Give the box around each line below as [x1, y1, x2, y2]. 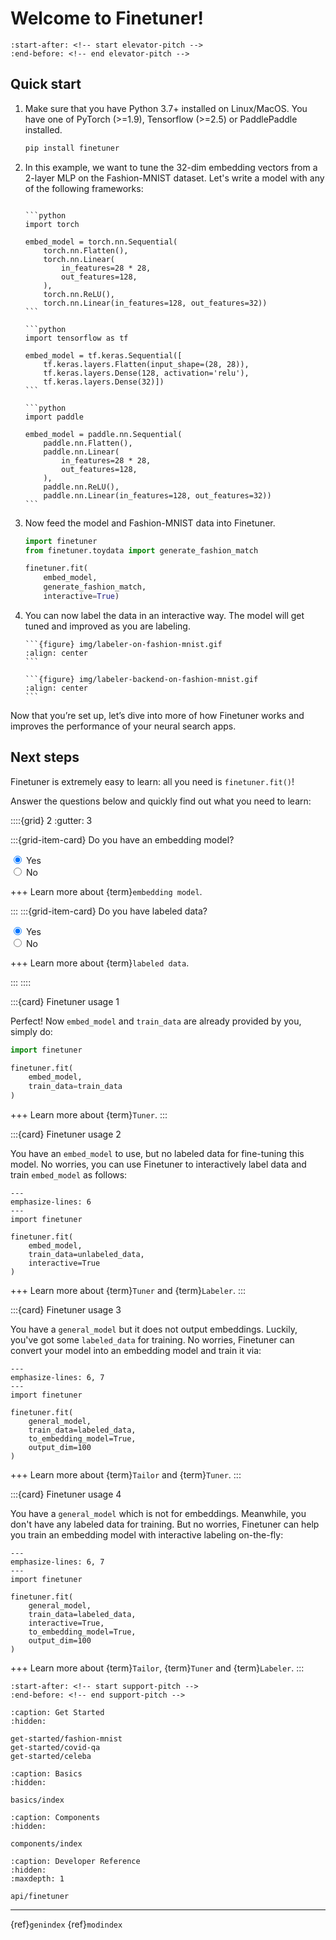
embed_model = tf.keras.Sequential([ [24, 350, 183, 361]
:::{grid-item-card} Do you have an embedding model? [10, 833, 235, 846]
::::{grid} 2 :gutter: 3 [10, 814, 93, 826]
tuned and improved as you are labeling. [24, 620, 191, 632]
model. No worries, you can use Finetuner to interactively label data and [10, 1158, 307, 1171]
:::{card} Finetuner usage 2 [10, 1128, 122, 1141]
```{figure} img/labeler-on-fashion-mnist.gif [24, 639, 223, 649]
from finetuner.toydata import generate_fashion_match [24, 545, 259, 556]
